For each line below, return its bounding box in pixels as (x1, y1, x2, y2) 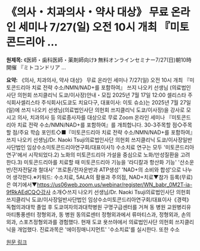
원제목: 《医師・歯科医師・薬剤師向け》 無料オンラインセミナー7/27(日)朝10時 (6, 56, 192, 63)
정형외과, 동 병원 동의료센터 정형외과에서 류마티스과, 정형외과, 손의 (36, 210, 191, 218)
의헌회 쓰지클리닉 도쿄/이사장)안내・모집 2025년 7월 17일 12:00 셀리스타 (17, 91, 187, 99)
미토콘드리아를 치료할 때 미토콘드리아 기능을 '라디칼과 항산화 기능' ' (23, 158, 180, 166)
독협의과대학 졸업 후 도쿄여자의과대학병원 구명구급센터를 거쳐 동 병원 (6, 203, 166, 210)
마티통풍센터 (6, 210, 36, 218)
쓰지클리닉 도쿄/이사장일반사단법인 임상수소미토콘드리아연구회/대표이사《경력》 (6, 195, 192, 203)
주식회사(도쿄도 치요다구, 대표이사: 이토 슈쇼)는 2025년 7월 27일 (41, 99, 191, 106)
